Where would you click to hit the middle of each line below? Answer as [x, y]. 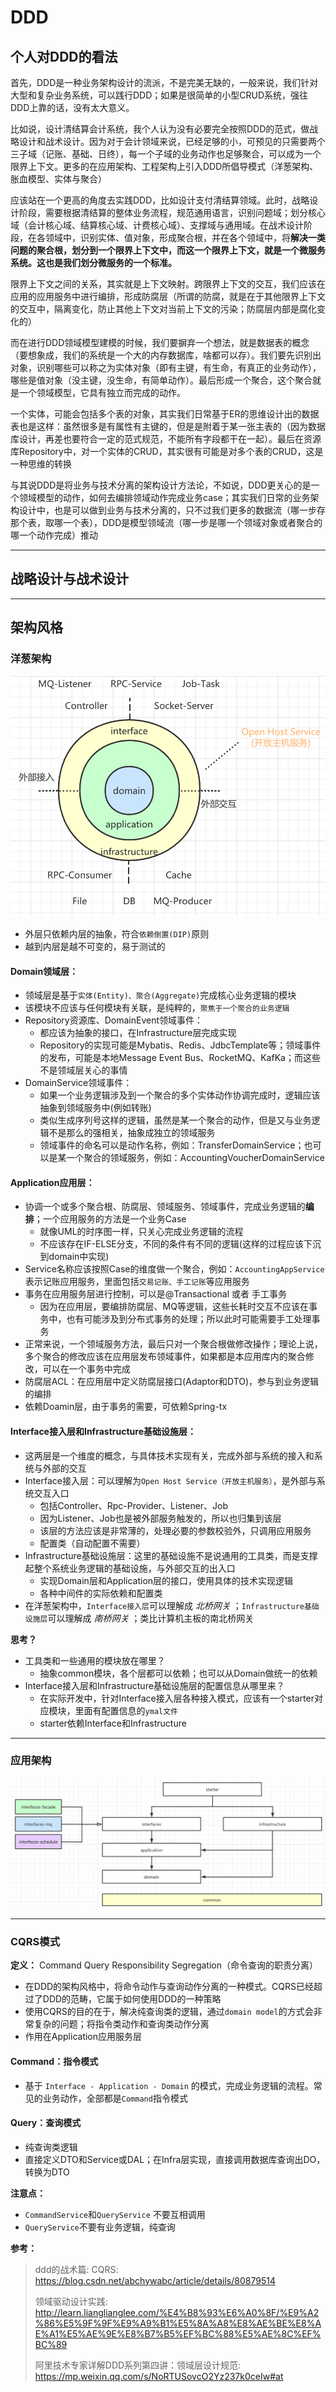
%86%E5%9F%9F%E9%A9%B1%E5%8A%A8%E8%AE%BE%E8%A [178, 2323]
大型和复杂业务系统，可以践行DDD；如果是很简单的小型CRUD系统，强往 [159, 95]
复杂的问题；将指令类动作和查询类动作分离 [121, 2024]
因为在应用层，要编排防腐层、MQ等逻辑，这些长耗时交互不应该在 [174, 1307]
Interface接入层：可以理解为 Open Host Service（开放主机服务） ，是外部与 [170, 1480]
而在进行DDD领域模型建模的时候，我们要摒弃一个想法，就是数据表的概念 [160, 342]
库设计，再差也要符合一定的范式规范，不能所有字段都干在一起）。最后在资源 [166, 439]
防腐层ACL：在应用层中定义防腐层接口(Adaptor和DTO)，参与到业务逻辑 [172, 1382]
